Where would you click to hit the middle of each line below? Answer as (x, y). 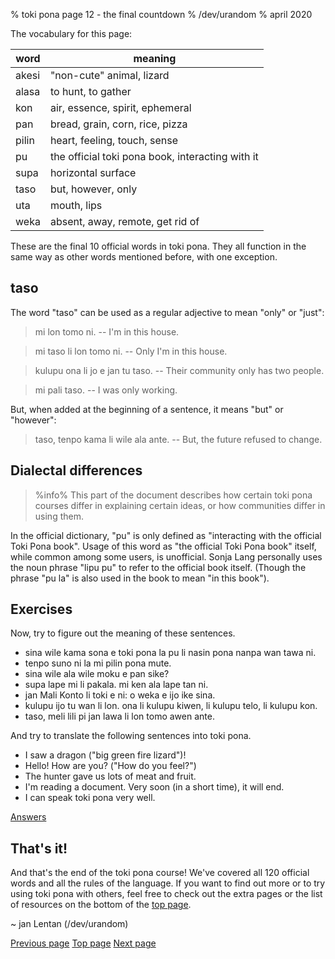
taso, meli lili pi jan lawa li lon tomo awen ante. (119, 716)
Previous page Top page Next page (83, 943)
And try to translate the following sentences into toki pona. (131, 736)
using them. (59, 516)
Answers (28, 817)
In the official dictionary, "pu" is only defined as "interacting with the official (166, 535)
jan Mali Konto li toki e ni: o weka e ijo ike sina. (120, 695)
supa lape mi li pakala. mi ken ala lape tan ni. (116, 685)
